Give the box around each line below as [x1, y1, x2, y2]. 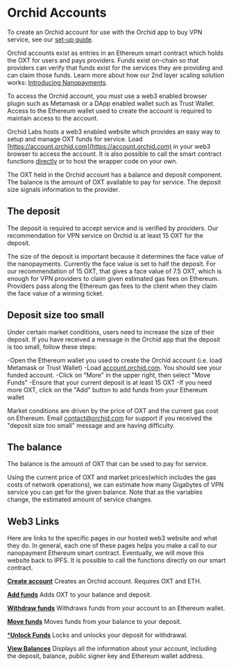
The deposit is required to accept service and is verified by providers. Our [7, 224, 218, 232]
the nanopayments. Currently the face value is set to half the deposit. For [7, 259, 216, 268]
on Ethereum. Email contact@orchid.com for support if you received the [7, 414, 213, 422]
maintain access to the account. [7, 113, 98, 122]
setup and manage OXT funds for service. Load [7, 134, 144, 143]
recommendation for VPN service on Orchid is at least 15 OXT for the [7, 231, 204, 239]
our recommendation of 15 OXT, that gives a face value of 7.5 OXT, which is [7, 266, 222, 275]
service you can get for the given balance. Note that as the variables [7, 488, 203, 497]
